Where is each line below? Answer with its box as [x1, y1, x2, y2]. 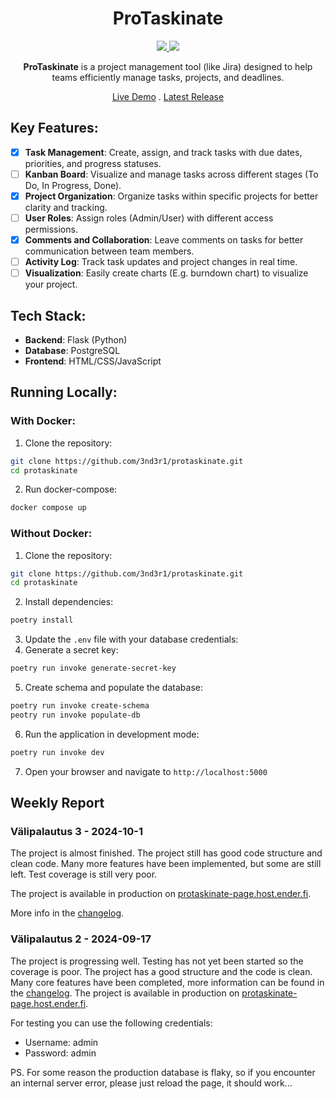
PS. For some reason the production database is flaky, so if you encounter [10, 1066, 316, 1078]
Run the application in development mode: [24, 728, 200, 740]
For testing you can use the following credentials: [10, 1017, 213, 1029]
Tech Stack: [10, 307, 87, 324]
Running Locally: [10, 384, 118, 401]
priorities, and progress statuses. [24, 157, 162, 169]
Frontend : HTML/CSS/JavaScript [24, 355, 162, 367]
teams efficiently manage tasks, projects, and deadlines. [51, 71, 285, 83]
